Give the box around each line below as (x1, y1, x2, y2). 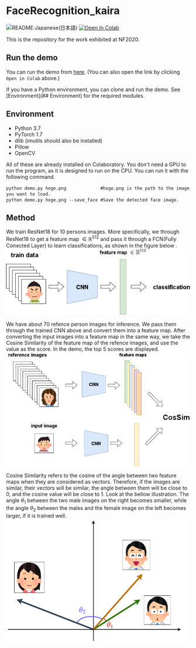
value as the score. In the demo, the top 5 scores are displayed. (6, 345, 160, 352)
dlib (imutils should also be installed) (14, 137, 103, 144)
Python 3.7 (14, 125, 41, 132)
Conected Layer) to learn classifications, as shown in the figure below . (6, 242, 177, 249)
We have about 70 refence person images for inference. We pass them (6, 320, 177, 328)
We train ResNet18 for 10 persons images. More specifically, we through (6, 228, 180, 235)
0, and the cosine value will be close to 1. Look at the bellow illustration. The (6, 490, 189, 498)
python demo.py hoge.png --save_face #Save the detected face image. (6, 197, 180, 203)
